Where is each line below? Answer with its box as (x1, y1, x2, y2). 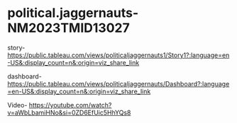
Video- (7, 100, 28, 109)
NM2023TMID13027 (7, 20, 130, 36)
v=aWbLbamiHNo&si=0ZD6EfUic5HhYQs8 (7, 108, 131, 117)
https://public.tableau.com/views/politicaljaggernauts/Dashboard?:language (7, 79, 230, 88)
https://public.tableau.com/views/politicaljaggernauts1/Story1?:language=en (7, 51, 230, 59)
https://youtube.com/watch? (28, 100, 112, 109)
